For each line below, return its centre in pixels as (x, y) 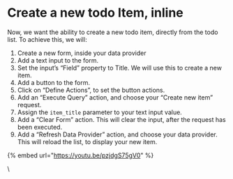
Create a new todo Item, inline (95, 13)
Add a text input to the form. (58, 60)
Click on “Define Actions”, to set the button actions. (91, 90)
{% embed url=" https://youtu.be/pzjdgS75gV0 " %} (81, 155)
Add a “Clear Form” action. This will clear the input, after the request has (122, 119)
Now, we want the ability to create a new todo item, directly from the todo (113, 32)
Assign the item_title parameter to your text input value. (100, 112)
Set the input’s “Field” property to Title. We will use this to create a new (119, 68)
